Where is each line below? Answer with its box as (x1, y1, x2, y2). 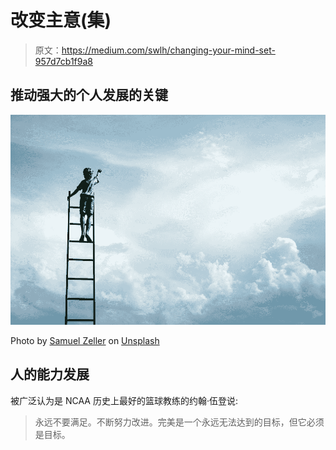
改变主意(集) (10, 9, 112, 32)
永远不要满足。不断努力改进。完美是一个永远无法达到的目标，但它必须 (34, 416, 325, 428)
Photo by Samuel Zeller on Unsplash (10, 334, 160, 346)
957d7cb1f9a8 (34, 55, 93, 67)
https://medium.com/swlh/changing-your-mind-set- (61, 44, 276, 56)
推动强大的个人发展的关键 (10, 87, 168, 104)
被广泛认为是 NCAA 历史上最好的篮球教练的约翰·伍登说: (10, 394, 238, 406)
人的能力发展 (10, 366, 90, 383)
